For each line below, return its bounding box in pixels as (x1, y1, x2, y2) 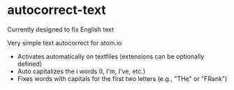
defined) (17, 59, 43, 68)
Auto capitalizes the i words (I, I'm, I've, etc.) (17, 67, 146, 75)
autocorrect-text (7, 2, 106, 18)
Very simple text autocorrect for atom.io (7, 38, 122, 47)
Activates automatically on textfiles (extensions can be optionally (17, 52, 205, 61)
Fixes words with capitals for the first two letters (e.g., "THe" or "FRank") (17, 74, 228, 82)
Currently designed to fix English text (7, 25, 114, 33)
